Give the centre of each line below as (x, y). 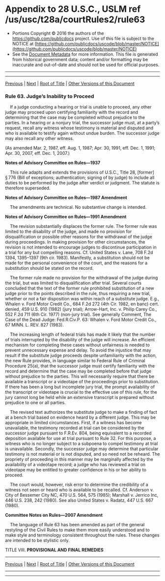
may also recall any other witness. (40, 139)
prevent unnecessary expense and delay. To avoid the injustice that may (78, 350)
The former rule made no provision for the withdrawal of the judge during (84, 278)
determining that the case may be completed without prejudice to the (75, 117)
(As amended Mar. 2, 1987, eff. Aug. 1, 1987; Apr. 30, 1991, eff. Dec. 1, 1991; (80, 148)
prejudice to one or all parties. (35, 402)
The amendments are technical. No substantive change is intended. (78, 207)
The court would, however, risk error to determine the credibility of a (79, 485)
